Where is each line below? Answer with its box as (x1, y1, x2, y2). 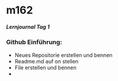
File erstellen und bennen (14, 64, 77, 71)
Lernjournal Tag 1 (6, 23, 50, 30)
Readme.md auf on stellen (14, 58, 78, 65)
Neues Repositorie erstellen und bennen (14, 51, 113, 59)
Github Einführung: (6, 38, 63, 46)
